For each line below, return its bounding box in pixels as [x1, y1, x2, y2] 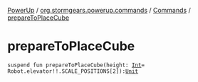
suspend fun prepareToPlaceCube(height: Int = [7, 61, 145, 69]
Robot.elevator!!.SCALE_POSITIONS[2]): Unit [7, 67, 139, 75]
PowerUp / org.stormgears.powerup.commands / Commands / [7, 6, 191, 14]
